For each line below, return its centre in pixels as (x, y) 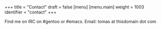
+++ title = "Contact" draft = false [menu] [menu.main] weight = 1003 (74, 7)
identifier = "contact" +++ (30, 12)
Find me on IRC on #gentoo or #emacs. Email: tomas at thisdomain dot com (80, 22)
